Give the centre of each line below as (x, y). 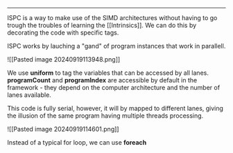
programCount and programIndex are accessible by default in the (102, 80)
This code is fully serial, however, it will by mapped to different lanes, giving (115, 108)
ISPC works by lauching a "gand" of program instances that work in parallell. (116, 46)
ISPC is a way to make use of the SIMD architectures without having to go (112, 18)
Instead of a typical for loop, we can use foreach (77, 142)
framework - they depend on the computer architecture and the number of (114, 88)
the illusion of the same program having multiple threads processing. (105, 116)
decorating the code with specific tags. (63, 33)
